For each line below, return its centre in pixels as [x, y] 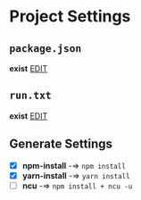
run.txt [30, 96]
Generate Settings [61, 144]
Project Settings [70, 17]
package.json [46, 48]
